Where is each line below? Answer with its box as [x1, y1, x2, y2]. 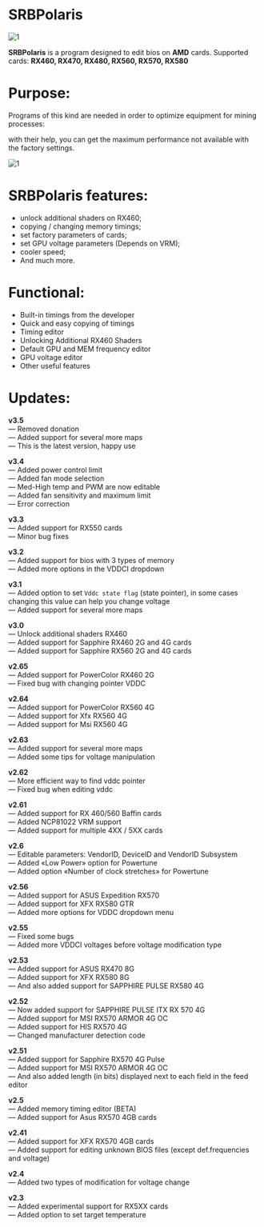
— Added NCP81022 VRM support [8, 817, 122, 826]
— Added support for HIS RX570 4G [8, 1021, 127, 1031]
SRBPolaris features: [8, 186, 149, 205]
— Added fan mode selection [8, 474, 105, 483]
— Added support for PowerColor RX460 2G [8, 669, 154, 679]
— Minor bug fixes [8, 531, 70, 541]
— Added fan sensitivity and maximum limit [8, 490, 151, 500]
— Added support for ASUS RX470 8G [8, 964, 134, 973]
